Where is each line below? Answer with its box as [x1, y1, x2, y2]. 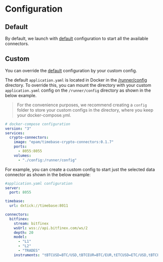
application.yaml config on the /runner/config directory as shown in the [5, 87, 151, 93]
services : [5, 131, 25, 135]
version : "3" [5, 126, 32, 131]
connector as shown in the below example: [5, 171, 91, 178]
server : [5, 185, 21, 190]
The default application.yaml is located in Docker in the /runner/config [5, 77, 147, 83]
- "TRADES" [17, 248, 40, 253]
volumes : [14, 153, 32, 158]
